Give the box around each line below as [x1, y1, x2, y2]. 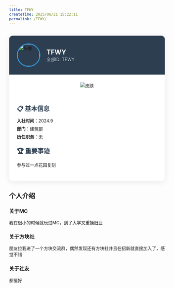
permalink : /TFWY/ [9, 16, 47, 21]
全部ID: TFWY [46, 56, 75, 62]
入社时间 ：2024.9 [17, 118, 53, 124]
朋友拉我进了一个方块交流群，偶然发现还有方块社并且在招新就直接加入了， [9, 246, 161, 251]
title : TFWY [9, 7, 34, 12]
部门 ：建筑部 [17, 126, 43, 132]
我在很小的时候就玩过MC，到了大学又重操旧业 [9, 220, 103, 226]
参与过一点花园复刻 [17, 162, 56, 168]
